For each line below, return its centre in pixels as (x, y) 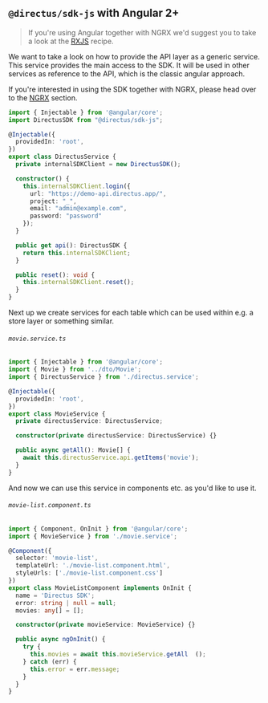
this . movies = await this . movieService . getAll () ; (118, 654)
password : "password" (66, 216)
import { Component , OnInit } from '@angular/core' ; (98, 529)
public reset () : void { (55, 275)
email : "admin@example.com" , (78, 209)
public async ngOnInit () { (61, 640)
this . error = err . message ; (75, 669)
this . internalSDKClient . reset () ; (79, 282)
